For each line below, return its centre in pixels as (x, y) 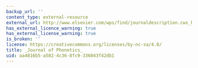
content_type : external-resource (47, 17)
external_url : (24, 22)
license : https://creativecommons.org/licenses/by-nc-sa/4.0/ (84, 45)
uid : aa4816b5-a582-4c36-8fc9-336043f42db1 (60, 56)
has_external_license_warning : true (51, 34)
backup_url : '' (25, 12)
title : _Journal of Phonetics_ (44, 50)
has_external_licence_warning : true (51, 28)
